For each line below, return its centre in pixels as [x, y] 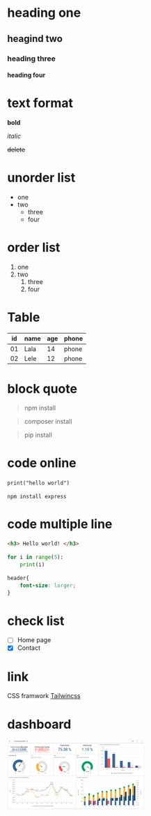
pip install [38, 435]
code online [42, 463]
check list [36, 621]
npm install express [37, 497]
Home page [34, 640]
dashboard [39, 724]
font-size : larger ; [48, 585]
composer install [48, 422]
